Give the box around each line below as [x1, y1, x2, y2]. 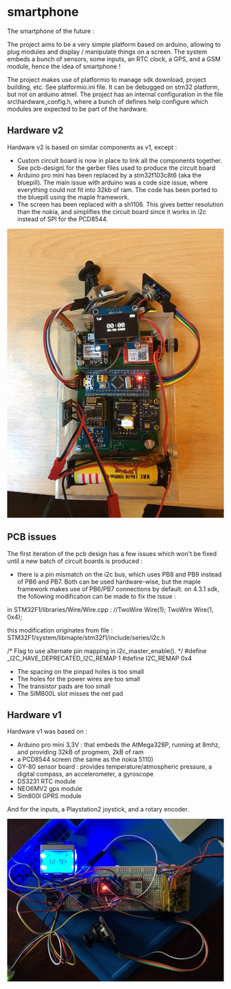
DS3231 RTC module [16, 777, 76, 785]
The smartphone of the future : [7, 27, 95, 35]
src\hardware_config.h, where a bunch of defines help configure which [7, 97, 208, 105]
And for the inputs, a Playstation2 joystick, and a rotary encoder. [7, 805, 189, 813]
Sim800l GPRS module [16, 792, 82, 800]
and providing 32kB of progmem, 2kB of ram [16, 748, 144, 756]
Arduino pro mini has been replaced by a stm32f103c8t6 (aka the [16, 171, 201, 179]
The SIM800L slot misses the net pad [16, 689, 124, 697]
